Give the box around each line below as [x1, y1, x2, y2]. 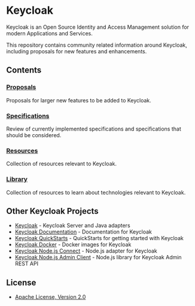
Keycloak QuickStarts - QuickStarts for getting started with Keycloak [14, 235, 184, 242]
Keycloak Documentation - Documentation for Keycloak [14, 228, 153, 235]
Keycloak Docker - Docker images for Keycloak [14, 241, 132, 249]
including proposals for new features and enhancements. [6, 47, 147, 54]
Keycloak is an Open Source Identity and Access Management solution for [6, 23, 190, 31]
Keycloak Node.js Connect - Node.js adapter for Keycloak [14, 247, 157, 255]
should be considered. [6, 131, 62, 138]
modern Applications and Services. [6, 29, 93, 37]
